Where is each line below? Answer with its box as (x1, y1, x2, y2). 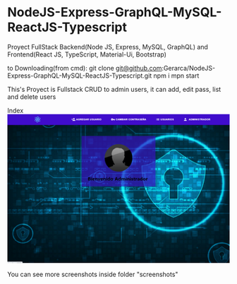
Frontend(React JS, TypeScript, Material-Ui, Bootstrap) (7, 50, 167, 59)
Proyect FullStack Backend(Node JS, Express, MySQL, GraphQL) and (7, 42, 208, 51)
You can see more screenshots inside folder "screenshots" (7, 270, 178, 278)
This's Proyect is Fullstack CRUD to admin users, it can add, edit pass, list (7, 85, 221, 93)
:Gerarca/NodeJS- (162, 64, 216, 72)
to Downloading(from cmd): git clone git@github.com (7, 64, 162, 72)
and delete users (7, 93, 56, 101)
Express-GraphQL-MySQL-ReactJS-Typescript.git (7, 71, 152, 80)
